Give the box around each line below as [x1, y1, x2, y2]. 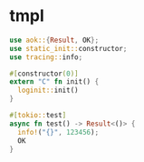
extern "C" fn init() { [9, 77, 100, 86]
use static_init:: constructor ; [9, 44, 128, 53]
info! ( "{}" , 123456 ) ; [17, 127, 100, 137]
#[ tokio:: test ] [9, 111, 67, 120]
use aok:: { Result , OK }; [9, 35, 100, 45]
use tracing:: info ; [9, 52, 83, 62]
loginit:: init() [17, 86, 79, 96]
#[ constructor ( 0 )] [9, 69, 79, 78]
